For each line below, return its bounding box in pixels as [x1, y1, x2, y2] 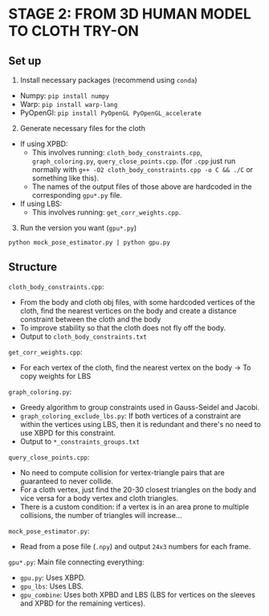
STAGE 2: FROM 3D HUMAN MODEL [8, 5, 251, 23]
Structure [8, 261, 58, 274]
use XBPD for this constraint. [19, 428, 116, 437]
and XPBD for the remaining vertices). [19, 598, 146, 608]
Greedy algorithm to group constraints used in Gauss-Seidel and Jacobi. [19, 402, 260, 412]
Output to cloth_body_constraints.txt [19, 331, 147, 341]
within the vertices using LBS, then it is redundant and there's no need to [19, 419, 261, 429]
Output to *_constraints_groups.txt [19, 436, 141, 446]
